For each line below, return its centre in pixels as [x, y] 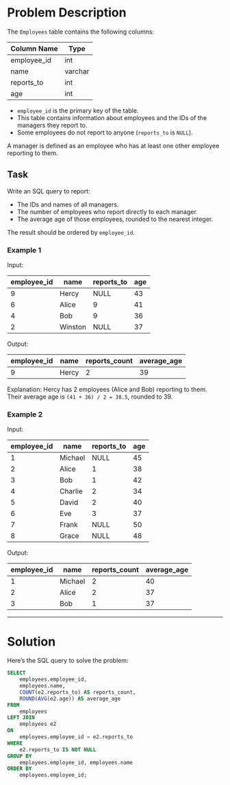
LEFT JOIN [21, 718]
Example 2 [25, 414]
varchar [77, 71]
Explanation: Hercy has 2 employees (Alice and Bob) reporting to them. [107, 390]
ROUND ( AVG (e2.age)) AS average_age [70, 699]
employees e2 [38, 724]
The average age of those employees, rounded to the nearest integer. [115, 219]
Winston [73, 327]
